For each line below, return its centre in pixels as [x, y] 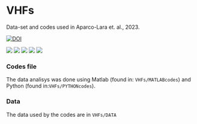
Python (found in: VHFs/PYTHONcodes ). [51, 86]
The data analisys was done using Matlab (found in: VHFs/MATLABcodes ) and [98, 80]
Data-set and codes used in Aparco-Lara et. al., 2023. [73, 27]
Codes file [22, 66]
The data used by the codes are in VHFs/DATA [62, 114]
